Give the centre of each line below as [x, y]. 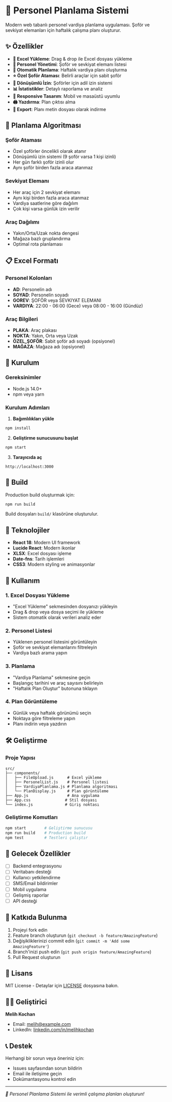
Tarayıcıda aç [27, 457]
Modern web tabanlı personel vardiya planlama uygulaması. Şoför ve [78, 25]
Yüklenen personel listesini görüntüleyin [55, 642]
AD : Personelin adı [32, 289]
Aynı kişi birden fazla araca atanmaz [51, 198]
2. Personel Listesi [29, 631]
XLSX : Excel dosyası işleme [42, 554]
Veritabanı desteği [32, 872]
